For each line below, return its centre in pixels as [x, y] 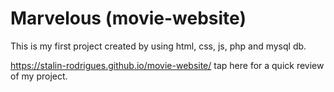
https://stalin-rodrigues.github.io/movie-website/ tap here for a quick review [167, 65]
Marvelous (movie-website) [128, 18]
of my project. [39, 76]
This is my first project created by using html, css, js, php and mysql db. [158, 46]
